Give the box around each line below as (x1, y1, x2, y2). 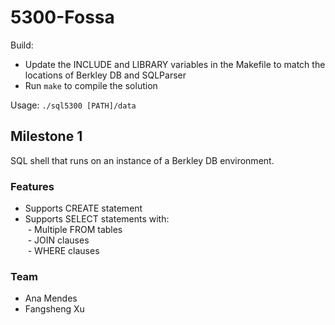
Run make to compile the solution (24, 79, 158, 91)
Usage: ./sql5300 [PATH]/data (10, 99, 137, 111)
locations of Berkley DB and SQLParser (24, 69, 187, 81)
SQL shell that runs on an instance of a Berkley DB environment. (10, 154, 275, 166)
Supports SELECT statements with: (24, 213, 170, 225)
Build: (10, 39, 34, 51)
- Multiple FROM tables (27, 224, 123, 236)
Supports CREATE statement (24, 202, 143, 215)
